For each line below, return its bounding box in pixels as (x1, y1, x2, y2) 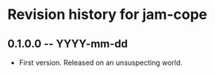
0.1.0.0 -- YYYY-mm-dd (7, 37, 129, 51)
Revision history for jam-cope (7, 6, 208, 24)
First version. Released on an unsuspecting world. (18, 58, 183, 67)
